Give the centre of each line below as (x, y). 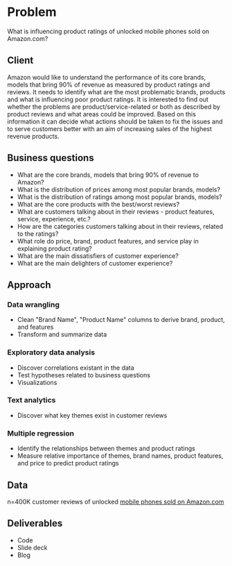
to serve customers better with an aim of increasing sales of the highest (110, 128)
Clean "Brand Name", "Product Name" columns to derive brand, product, (121, 320)
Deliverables (35, 523)
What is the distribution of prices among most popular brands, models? (118, 189)
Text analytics (32, 400)
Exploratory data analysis (51, 352)
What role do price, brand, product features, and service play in (108, 241)
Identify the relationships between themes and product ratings (106, 449)
